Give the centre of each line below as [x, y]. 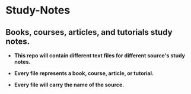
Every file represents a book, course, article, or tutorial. [84, 73]
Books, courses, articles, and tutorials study [89, 32]
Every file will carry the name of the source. [69, 85]
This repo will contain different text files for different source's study [99, 56]
